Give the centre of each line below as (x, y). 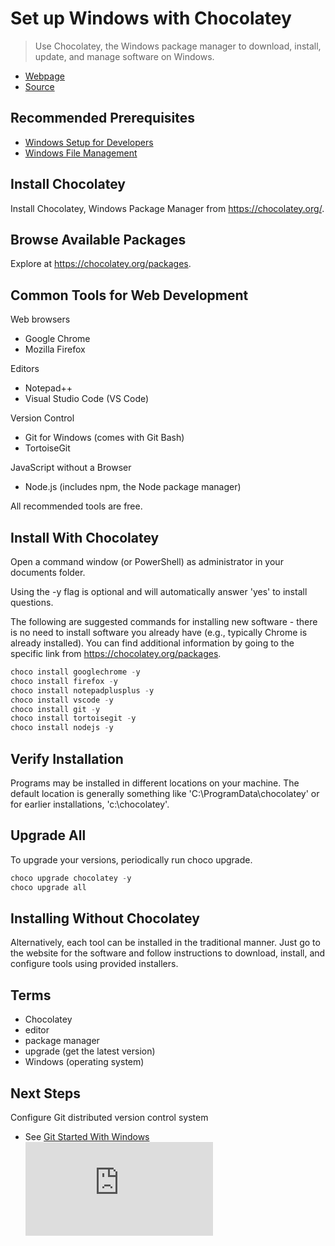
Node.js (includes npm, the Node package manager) (133, 487)
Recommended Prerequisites (103, 118)
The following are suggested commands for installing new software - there (164, 621)
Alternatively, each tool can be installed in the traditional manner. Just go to (165, 943)
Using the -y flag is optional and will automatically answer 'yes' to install (159, 591)
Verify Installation (67, 758)
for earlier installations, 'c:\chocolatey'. (90, 804)
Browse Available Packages (98, 239)
